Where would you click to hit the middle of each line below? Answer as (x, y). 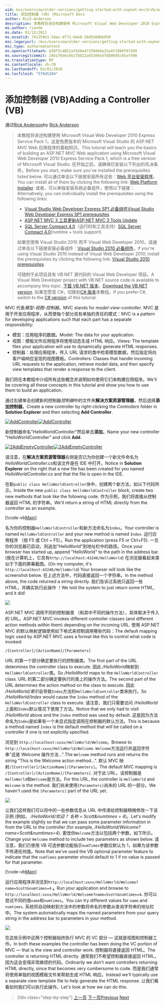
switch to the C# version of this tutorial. (57, 297)
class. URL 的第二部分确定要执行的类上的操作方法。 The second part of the (81, 679)
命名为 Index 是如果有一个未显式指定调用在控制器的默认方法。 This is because (82, 721)
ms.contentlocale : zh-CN (30, 65)
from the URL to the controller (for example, (49, 827)
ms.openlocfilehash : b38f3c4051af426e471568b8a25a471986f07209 (71, 51)
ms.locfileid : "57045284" (31, 74)
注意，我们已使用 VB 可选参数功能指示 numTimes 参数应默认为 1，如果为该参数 (82, 845)
